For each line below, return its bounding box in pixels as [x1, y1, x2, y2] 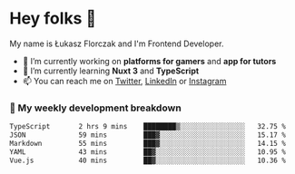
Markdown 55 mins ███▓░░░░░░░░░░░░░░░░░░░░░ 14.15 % [9, 139, 286, 148]
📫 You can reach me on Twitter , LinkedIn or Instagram [22, 75, 227, 86]
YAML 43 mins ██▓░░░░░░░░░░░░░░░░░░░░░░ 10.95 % [9, 147, 286, 157]
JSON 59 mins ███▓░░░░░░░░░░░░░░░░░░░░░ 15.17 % [9, 130, 286, 140]
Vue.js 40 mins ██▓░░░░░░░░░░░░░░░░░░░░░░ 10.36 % [9, 156, 286, 165]
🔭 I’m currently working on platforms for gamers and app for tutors [22, 55, 277, 66]
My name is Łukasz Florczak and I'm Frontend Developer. [9, 38, 224, 49]
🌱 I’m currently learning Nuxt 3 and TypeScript [22, 65, 200, 76]
